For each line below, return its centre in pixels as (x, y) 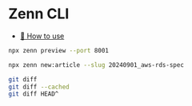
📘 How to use (42, 36)
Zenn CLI (39, 14)
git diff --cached (39, 87)
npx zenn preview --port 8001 (59, 50)
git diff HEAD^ (34, 94)
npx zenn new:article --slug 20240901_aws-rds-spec (96, 65)
